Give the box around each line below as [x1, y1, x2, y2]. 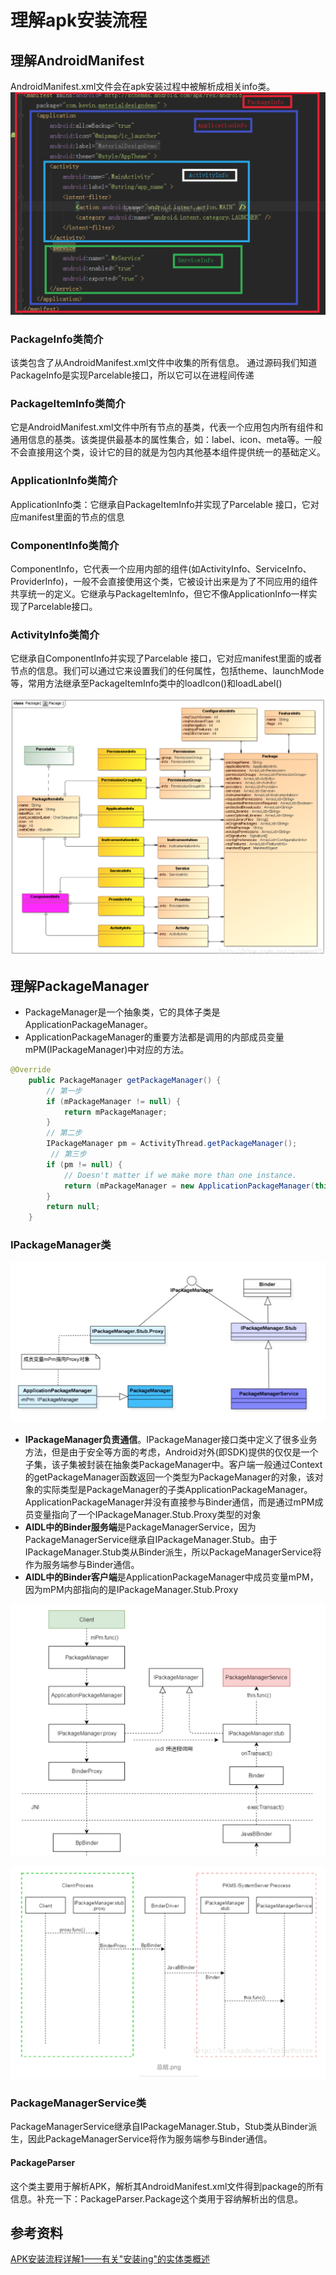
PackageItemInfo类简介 [10, 397, 126, 411]
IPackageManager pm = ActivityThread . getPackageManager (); [46, 1139, 298, 1149]
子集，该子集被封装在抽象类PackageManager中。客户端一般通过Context [24, 1458, 323, 1470]
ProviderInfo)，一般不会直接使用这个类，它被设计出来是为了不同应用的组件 [10, 576, 318, 588]
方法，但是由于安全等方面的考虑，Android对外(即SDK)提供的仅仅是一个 [24, 1446, 319, 1458]
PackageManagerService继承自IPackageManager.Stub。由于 [24, 1533, 278, 1545]
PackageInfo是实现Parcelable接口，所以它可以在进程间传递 [10, 369, 255, 381]
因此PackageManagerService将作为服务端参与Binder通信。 [27, 2133, 273, 2145]
